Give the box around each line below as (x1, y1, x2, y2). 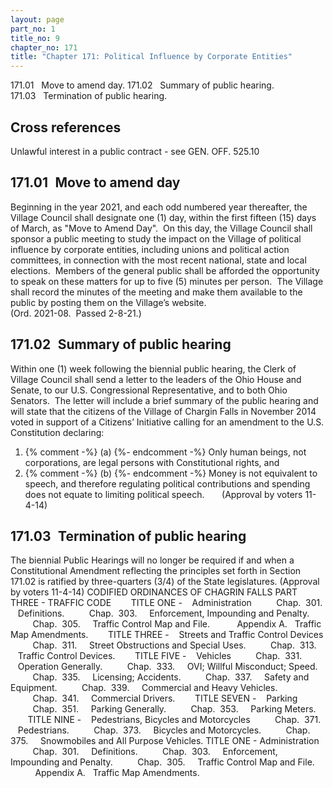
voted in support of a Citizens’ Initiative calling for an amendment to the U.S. (10, 416, 325, 428)
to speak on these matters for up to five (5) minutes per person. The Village (10, 275, 324, 287)
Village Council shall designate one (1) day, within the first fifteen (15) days (10, 211, 317, 223)
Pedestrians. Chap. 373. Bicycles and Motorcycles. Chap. (17, 724, 311, 736)
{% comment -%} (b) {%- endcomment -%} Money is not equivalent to (24, 467, 318, 479)
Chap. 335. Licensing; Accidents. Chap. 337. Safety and (32, 671, 310, 683)
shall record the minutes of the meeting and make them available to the (10, 286, 303, 298)
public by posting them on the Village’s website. (10, 296, 207, 308)
